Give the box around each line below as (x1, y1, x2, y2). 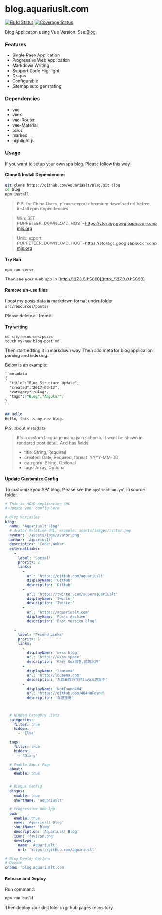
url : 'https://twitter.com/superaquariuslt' (26, 592, 118, 597)
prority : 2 (17, 560, 40, 565)
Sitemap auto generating (12, 83, 62, 89)
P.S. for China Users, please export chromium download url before (16, 201, 150, 206)
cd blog (5, 187, 21, 192)
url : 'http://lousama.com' (26, 673, 81, 678)
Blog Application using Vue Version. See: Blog (5, 29, 96, 35)
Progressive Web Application (12, 57, 70, 63)
